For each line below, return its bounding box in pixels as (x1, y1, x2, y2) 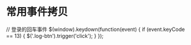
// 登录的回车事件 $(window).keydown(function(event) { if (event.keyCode (6, 26, 185, 33)
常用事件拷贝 (6, 5, 69, 19)
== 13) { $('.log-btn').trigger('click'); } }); (6, 32, 104, 39)
